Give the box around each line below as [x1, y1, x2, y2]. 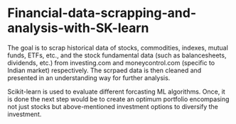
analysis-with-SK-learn [7, 20, 149, 36]
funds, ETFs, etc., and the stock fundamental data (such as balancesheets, [7, 51, 227, 60]
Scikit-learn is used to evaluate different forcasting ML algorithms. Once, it [7, 87, 225, 96]
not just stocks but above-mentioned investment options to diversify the [7, 102, 219, 111]
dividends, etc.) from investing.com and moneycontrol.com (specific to [7, 58, 215, 67]
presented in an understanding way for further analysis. [7, 73, 171, 82]
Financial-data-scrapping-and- [7, 5, 197, 21]
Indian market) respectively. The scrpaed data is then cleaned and [7, 66, 202, 74]
